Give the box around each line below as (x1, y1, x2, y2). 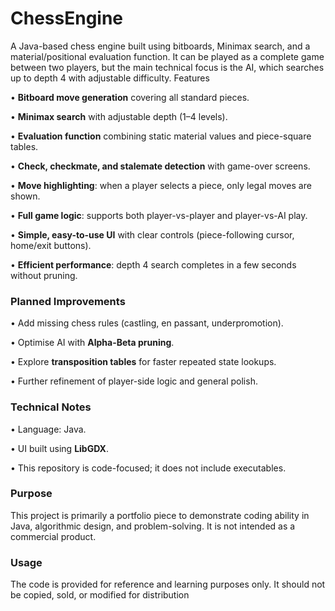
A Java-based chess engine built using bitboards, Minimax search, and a (10, 40, 311, 52)
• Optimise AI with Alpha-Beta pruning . (10, 337, 175, 349)
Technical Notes (10, 400, 92, 414)
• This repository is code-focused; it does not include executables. (10, 462, 287, 474)
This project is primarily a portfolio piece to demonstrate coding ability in (10, 509, 310, 521)
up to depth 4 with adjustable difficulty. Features (10, 72, 210, 84)
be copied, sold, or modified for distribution (10, 589, 190, 601)
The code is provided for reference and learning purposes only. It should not (10, 578, 326, 591)
